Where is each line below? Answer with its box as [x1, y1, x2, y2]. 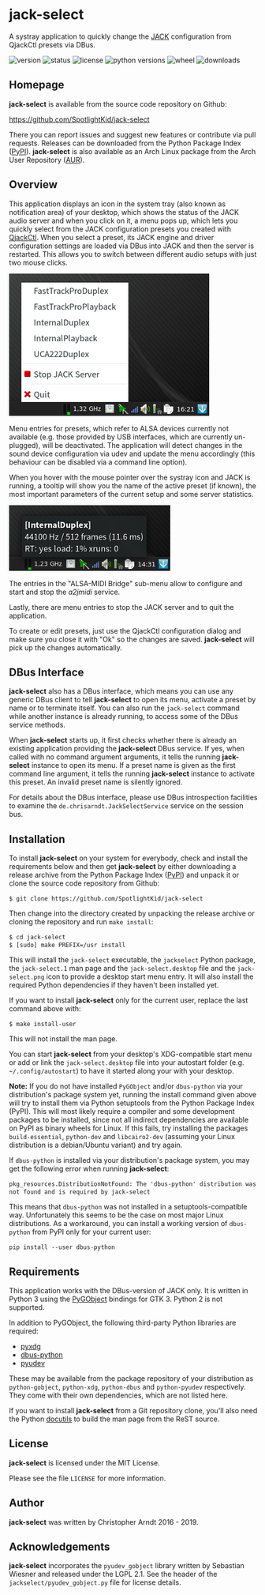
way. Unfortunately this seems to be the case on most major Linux [9, 1210, 224, 1220]
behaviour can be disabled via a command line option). [9, 457, 188, 467]
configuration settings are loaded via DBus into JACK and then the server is [9, 241, 255, 250]
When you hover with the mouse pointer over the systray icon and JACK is [9, 472, 251, 482]
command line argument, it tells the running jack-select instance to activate [9, 769, 256, 779]
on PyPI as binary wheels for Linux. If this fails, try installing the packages [9, 1123, 248, 1133]
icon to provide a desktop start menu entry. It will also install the [46, 972, 254, 981]
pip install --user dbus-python [9, 1243, 115, 1251]
